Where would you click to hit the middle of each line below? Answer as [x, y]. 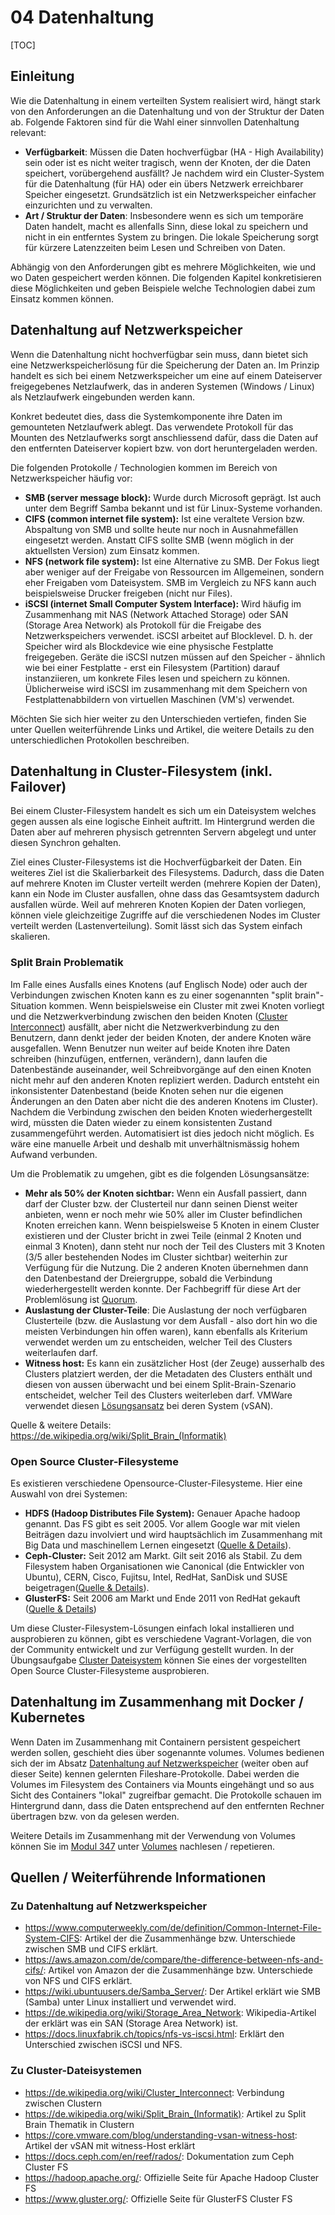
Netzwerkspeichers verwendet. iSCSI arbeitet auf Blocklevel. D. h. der [168, 635]
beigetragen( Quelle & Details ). [87, 1587]
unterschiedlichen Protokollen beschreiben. [100, 740]
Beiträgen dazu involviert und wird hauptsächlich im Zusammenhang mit [173, 1534]
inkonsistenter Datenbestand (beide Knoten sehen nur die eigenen [147, 1090]
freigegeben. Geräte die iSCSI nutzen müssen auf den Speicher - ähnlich [175, 657]
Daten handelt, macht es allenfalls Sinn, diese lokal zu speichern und [166, 226]
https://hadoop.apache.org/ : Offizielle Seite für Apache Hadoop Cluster [172, 2177]
